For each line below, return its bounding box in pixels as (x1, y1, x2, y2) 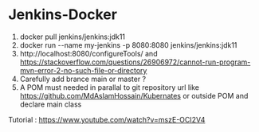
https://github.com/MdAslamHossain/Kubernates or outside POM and (19, 91, 249, 100)
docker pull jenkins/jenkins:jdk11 (19, 32, 126, 41)
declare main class (19, 99, 82, 109)
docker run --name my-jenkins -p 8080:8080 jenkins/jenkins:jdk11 (19, 40, 237, 49)
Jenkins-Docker (8, 6, 118, 24)
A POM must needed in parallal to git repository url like (19, 82, 199, 92)
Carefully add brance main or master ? (19, 74, 147, 83)
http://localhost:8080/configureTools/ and (19, 49, 158, 58)
